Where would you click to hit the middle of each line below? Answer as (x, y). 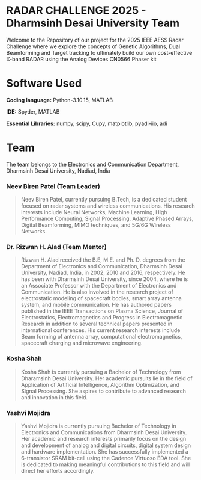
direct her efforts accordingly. (58, 471)
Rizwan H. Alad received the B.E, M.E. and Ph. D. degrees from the (103, 260)
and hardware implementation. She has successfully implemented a (105, 451)
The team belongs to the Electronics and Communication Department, (93, 164)
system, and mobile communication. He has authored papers (96, 305)
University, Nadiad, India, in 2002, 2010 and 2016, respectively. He (103, 273)
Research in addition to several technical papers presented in (97, 324)
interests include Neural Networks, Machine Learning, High (94, 212)
